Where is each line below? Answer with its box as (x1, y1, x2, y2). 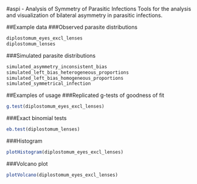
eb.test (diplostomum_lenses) (6, 126, 80, 133)
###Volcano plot (6, 160, 48, 167)
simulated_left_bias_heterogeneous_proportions (6, 69, 130, 76)
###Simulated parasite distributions (6, 52, 96, 59)
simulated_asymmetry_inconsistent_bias (6, 63, 108, 69)
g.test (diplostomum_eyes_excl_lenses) (6, 104, 105, 110)
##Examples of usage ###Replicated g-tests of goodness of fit (6, 91, 165, 99)
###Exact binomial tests (6, 115, 67, 122)
